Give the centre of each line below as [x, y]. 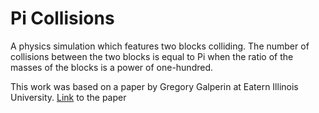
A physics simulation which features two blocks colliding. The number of [160, 46]
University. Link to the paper [68, 97]
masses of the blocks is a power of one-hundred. [112, 67]
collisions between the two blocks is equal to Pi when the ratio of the [152, 56]
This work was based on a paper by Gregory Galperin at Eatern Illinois [154, 86]
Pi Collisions [62, 18]
